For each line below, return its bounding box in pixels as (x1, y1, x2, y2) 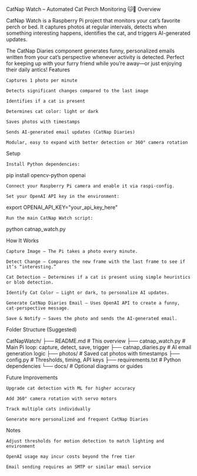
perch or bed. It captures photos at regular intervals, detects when (6, 24, 168, 30)
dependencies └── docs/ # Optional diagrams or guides (6, 363, 143, 369)
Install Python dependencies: (6, 161, 81, 167)
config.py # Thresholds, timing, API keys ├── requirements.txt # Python (6, 356, 181, 363)
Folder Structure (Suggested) (6, 326, 77, 333)
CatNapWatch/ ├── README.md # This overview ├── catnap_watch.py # (6, 337, 186, 344)
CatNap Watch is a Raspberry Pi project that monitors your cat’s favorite (6, 17, 181, 24)
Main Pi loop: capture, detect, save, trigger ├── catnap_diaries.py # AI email (6, 344, 192, 351)
